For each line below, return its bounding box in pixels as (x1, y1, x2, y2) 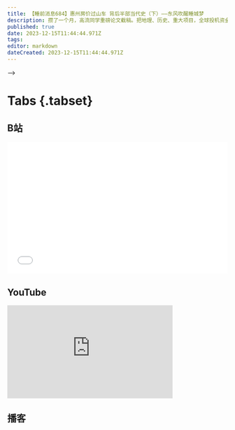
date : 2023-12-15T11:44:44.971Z (7, 29, 101, 37)
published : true (7, 23, 55, 30)
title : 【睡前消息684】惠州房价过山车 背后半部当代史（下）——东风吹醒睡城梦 (7, 10, 204, 17)
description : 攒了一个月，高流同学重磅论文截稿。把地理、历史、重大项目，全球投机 (7, 17, 220, 24)
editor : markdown (7, 43, 58, 50)
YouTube (7, 286, 47, 298)
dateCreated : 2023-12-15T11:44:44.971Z (7, 50, 124, 57)
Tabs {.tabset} (7, 93, 93, 109)
